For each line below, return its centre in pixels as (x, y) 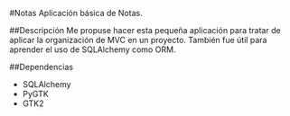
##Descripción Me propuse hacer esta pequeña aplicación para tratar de (145, 30)
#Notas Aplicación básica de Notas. (76, 13)
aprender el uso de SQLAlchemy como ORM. (93, 49)
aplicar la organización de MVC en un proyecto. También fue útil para (138, 40)
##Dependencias (42, 67)
